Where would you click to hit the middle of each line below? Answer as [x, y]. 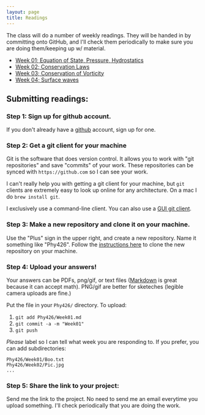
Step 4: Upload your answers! [51, 267]
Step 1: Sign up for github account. [59, 116]
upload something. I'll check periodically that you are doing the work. [94, 406]
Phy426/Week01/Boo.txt [35, 360]
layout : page [23, 12]
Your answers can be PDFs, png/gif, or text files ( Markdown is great [92, 280]
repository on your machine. [42, 251]
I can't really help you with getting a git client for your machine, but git [95, 184]
